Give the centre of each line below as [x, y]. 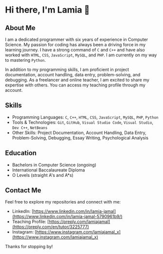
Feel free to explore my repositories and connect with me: [63, 202]
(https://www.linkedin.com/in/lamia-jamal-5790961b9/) [67, 217]
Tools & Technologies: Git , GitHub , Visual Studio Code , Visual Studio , [82, 122]
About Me [20, 28]
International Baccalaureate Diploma [48, 170]
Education [21, 153]
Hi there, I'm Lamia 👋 [47, 10]
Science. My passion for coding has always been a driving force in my [75, 45]
